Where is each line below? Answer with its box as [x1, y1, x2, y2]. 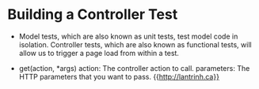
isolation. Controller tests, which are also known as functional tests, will [18, 39, 252, 49]
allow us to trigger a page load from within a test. [18, 48, 180, 57]
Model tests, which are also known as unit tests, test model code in [18, 32, 238, 41]
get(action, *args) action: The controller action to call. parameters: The [18, 63, 250, 72]
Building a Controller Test [7, 6, 178, 24]
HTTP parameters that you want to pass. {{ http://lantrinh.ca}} [18, 72, 219, 81]
